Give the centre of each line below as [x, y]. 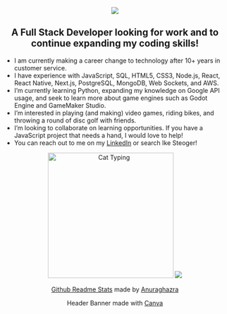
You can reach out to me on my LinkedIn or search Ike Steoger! [105, 143]
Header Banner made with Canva [115, 303]
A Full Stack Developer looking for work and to [115, 33]
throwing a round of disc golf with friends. [75, 120]
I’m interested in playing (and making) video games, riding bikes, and [114, 113]
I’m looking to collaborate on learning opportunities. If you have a [108, 127]
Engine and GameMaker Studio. [60, 105]
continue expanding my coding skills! [115, 43]
